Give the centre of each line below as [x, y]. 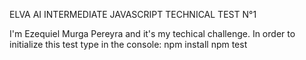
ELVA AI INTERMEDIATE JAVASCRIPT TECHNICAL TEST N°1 [133, 14]
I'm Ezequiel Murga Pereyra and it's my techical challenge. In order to [152, 33]
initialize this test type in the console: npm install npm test [128, 44]
